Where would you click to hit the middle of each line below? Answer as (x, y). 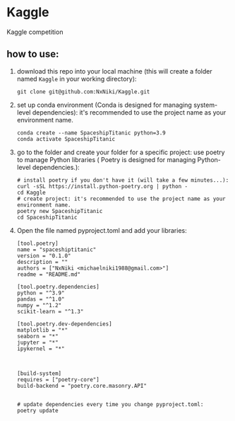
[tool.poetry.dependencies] (58, 287)
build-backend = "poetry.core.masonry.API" (82, 386)
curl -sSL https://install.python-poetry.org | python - (102, 186)
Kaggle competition (35, 32)
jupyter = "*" (37, 342)
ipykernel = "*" (41, 348)
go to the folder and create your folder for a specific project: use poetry (121, 152)
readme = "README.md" (48, 274)
